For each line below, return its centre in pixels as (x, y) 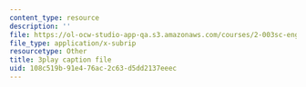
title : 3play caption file (61, 60)
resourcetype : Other (49, 52)
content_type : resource (55, 18)
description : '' (40, 26)
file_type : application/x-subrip (73, 43)
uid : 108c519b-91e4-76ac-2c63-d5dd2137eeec (93, 69)
